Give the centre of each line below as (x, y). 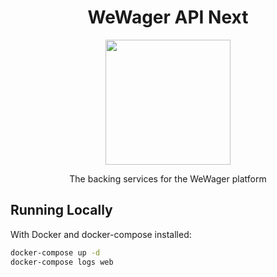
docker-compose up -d (55, 252)
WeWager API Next (168, 17)
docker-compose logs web (62, 262)
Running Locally (61, 210)
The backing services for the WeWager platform (168, 178)
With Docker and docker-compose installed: (101, 234)
